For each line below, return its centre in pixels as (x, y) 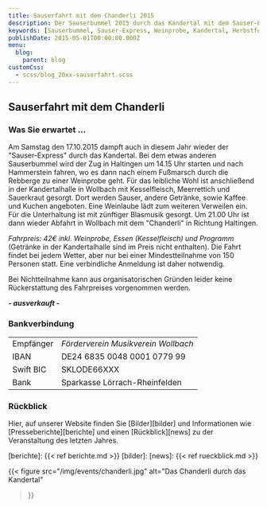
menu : (17, 45)
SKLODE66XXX (90, 369)
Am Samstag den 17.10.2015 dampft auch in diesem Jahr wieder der (118, 147)
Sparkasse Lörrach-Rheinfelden (122, 382)
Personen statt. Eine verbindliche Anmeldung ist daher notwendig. (116, 264)
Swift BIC (29, 369)
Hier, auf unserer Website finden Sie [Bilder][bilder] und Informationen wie (130, 423)
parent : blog (44, 60)
